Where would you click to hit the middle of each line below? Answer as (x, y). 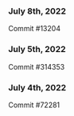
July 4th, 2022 (37, 87)
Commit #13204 (35, 29)
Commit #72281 (34, 105)
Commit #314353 (37, 66)
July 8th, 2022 (37, 11)
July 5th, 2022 (37, 50)
